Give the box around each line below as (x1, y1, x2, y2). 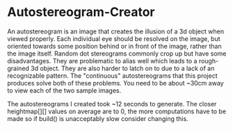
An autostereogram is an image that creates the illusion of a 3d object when (7, 27, 225, 35)
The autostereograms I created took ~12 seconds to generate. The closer (7, 99, 217, 108)
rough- (198, 56, 219, 65)
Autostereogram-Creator (7, 4, 155, 20)
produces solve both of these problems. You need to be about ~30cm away (7, 79, 224, 87)
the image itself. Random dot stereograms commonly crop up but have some (7, 49, 227, 58)
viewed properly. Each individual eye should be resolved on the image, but (7, 34, 220, 42)
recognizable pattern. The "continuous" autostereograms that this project (7, 71, 218, 80)
